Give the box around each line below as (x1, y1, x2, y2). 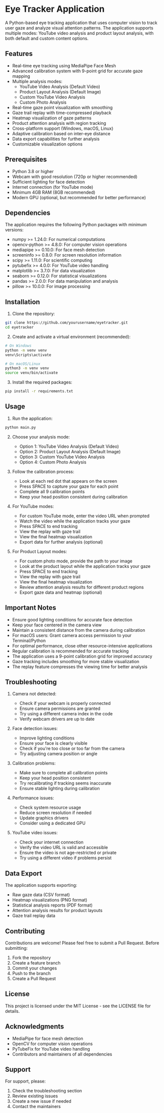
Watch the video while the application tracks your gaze (19, 518, 131, 524)
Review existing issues (12, 1093, 58, 1099)
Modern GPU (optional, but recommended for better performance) (12, 194, 146, 200)
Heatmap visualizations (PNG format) (12, 897, 88, 903)
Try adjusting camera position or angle (19, 751, 98, 757)
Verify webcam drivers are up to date (19, 716, 94, 722)
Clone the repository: (12, 311, 55, 317)
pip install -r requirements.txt (5, 389, 73, 394)
